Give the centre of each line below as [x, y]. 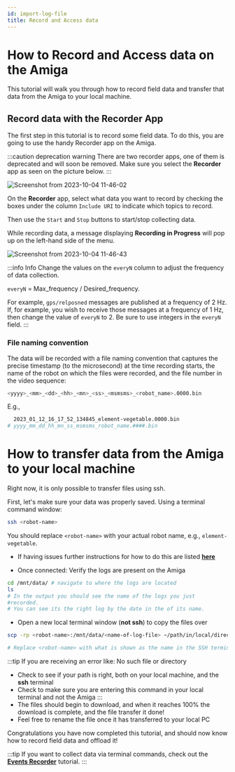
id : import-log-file [37, 14]
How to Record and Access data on [111, 55]
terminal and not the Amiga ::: [60, 697]
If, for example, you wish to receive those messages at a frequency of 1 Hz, [115, 310]
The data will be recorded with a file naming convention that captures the [113, 358]
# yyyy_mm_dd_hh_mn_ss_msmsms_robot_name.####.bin [83, 426]
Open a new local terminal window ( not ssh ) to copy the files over [112, 622]
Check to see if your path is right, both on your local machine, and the [118, 675]
